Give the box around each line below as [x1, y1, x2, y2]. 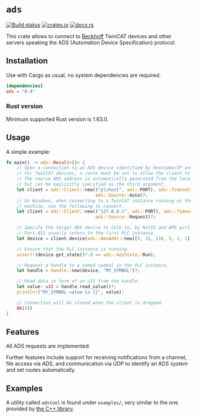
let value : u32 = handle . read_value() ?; [16, 284, 117, 290]
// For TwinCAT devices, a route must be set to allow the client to [16, 170, 191, 177]
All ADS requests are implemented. [6, 342, 91, 350]
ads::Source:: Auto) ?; [95, 192, 148, 198]
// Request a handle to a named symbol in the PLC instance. [16, 262, 169, 268]
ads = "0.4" [6, 88, 35, 95]
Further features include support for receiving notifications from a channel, [6, 354, 187, 361]
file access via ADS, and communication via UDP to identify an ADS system [6, 360, 188, 368]
